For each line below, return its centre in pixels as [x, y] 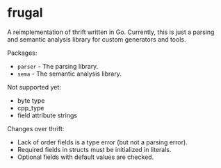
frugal [25, 13]
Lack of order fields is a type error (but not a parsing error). [102, 142]
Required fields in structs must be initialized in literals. [94, 149]
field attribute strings [47, 115]
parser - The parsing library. [58, 66]
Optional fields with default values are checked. [85, 157]
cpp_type [31, 108]
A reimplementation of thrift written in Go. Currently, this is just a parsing [111, 32]
